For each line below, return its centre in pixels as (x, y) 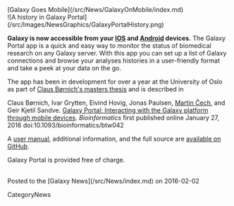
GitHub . (18, 146)
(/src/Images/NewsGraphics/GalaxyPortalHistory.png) (86, 25)
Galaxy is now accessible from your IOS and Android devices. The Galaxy (117, 38)
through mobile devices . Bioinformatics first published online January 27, (113, 118)
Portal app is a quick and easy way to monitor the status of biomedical (109, 46)
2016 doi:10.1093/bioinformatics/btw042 (66, 125)
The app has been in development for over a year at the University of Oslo (115, 82)
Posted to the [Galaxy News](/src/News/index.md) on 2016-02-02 (103, 181)
